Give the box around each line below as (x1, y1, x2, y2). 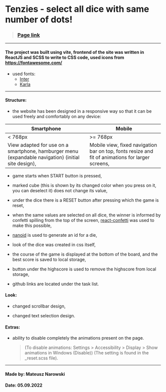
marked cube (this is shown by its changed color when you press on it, (12, 182, 157, 188)
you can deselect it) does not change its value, (12, 187, 108, 193)
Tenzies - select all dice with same (5, 3, 149, 15)
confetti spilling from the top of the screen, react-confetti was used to (12, 217, 155, 223)
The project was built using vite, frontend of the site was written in (5, 49, 144, 55)
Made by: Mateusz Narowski (5, 371, 65, 377)
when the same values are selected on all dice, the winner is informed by (12, 212, 161, 218)
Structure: (5, 97, 27, 103)
